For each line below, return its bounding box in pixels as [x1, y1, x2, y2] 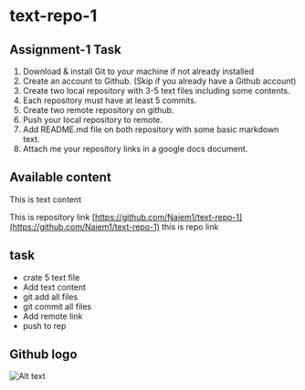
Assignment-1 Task [9, 42, 121, 57]
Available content [9, 169, 111, 185]
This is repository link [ [9, 211, 96, 222]
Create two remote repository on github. [22, 105, 174, 115]
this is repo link [161, 221, 219, 232]
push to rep [22, 320, 67, 331]
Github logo [9, 347, 78, 363]
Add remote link [22, 311, 83, 322]
